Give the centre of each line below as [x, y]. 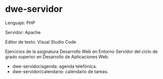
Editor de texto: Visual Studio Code [41, 42]
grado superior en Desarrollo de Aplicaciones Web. [57, 57]
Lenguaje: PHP [20, 23]
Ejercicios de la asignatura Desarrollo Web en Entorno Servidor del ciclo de [81, 51]
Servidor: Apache [23, 32]
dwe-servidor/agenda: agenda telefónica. [55, 66]
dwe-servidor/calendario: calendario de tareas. [60, 71]
